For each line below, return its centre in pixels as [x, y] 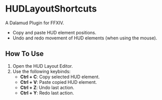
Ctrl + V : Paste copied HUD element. [58, 82]
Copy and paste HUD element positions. [54, 32]
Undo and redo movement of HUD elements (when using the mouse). [85, 38]
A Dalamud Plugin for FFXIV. [35, 23]
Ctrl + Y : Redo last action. [47, 93]
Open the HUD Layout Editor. [43, 66]
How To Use [25, 54]
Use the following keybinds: [42, 71]
